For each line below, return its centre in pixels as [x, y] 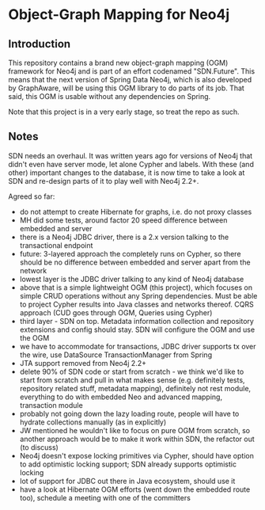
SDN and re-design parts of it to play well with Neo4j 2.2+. [104, 181]
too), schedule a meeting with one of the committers [105, 497]
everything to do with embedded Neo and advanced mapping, [121, 397]
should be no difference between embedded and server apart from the [135, 262]
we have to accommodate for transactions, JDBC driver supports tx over [138, 346]
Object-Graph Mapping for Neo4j [119, 15]
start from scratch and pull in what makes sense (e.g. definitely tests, [132, 380]
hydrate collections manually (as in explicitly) [93, 422]
